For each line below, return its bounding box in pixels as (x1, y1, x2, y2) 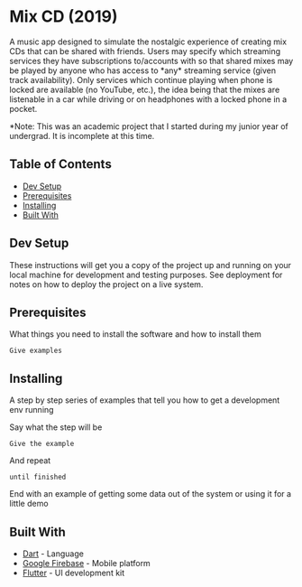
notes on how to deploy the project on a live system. (9, 278, 204, 290)
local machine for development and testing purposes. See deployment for (9, 269, 283, 280)
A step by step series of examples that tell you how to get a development (9, 395, 280, 405)
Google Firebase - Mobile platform (22, 558, 151, 568)
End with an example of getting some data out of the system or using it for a (9, 489, 291, 499)
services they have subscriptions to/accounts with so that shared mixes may (9, 55, 294, 66)
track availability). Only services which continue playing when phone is (9, 74, 273, 85)
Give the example (9, 440, 75, 449)
